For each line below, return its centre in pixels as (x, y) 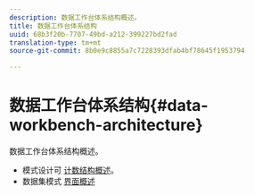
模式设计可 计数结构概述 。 (70, 170)
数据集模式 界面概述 (58, 182)
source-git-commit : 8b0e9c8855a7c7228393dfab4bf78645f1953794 (127, 51)
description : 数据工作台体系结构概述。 (75, 17)
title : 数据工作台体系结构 (53, 26)
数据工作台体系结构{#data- (109, 106)
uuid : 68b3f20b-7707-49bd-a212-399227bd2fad (93, 34)
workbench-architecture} (106, 125)
